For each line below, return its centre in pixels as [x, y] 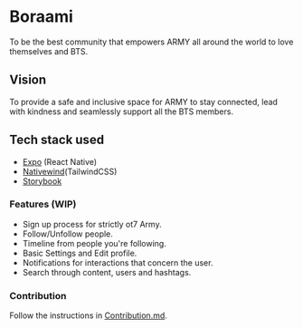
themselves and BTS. [49, 51]
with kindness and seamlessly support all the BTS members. [121, 111]
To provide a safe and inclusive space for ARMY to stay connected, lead [144, 102]
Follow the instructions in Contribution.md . [88, 315]
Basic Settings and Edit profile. [80, 253]
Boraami [42, 17]
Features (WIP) [43, 204]
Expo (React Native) [60, 161]
